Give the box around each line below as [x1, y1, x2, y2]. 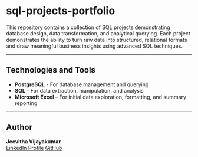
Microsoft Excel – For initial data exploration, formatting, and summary [14, 93, 187, 100]
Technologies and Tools [6, 65, 96, 75]
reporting [14, 99, 38, 107]
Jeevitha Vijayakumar [6, 138, 61, 145]
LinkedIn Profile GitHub [6, 144, 62, 151]
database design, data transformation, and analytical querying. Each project [6, 30, 190, 37]
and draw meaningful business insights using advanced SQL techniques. [6, 42, 183, 50]
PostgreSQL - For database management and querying [14, 81, 149, 88]
